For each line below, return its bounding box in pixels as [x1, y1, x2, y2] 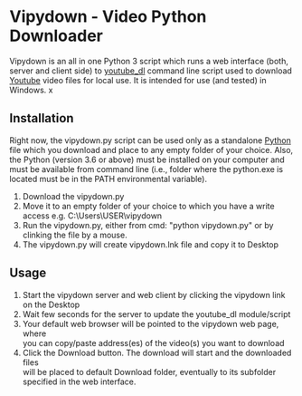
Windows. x [9, 84, 53, 95]
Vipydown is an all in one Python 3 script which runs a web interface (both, [9, 55, 289, 66]
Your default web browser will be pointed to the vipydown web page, [22, 318, 279, 329]
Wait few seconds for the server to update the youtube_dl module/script [22, 308, 291, 319]
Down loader [9, 25, 104, 46]
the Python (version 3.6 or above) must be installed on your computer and [9, 154, 285, 165]
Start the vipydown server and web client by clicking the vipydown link [22, 289, 287, 300]
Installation [9, 111, 74, 126]
